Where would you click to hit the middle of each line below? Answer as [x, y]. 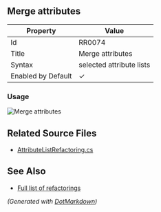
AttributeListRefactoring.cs [55, 149]
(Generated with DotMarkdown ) [52, 201]
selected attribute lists [115, 65]
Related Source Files [52, 133]
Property [41, 30]
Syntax [22, 65]
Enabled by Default [41, 76]
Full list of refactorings [49, 188]
